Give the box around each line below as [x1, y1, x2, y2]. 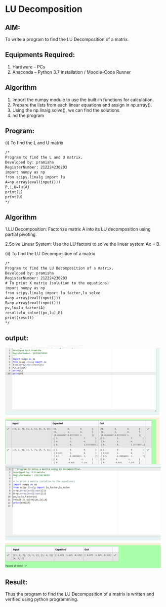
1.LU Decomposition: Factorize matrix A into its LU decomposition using [5, 226, 151, 232]
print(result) [5, 316, 35, 321]
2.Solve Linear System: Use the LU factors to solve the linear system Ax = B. [5, 241, 161, 247]
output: [5, 333, 29, 342]
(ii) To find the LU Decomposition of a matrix [5, 251, 95, 257]
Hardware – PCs [12, 63, 45, 70]
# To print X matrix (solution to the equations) [5, 281, 110, 286]
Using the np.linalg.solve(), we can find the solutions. [12, 107, 121, 113]
